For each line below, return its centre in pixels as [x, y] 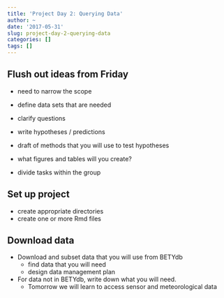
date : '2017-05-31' [36, 27]
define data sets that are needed [64, 105]
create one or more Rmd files [59, 218]
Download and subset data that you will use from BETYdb [100, 257]
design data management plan [72, 272]
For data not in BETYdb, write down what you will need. [97, 279]
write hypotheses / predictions [61, 132]
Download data [41, 240]
